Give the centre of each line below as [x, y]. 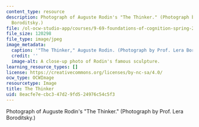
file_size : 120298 [29, 34]
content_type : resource [36, 12]
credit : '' [25, 56]
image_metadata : [26, 45]
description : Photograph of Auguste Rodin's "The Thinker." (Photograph [98, 17]
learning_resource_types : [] [42, 67]
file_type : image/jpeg [34, 39]
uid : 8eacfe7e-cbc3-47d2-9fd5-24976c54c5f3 [61, 94]
